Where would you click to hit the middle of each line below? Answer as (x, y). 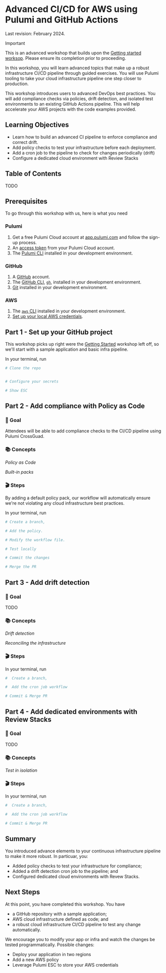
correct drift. (25, 142)
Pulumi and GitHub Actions (62, 20)
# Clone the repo (23, 368)
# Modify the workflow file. (35, 540)
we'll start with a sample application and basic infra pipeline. (67, 349)
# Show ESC (16, 390)
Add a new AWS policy (35, 960)
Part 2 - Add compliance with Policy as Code (75, 406)
